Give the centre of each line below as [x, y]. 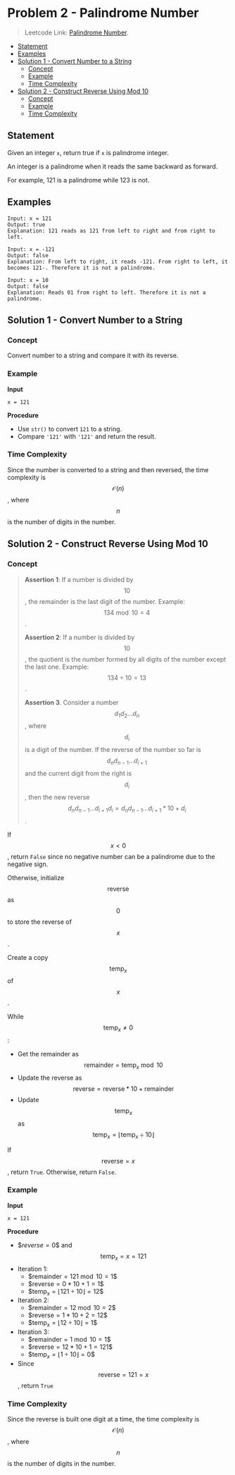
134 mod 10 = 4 [127, 612]
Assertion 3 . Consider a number [71, 702]
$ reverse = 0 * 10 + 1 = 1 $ [66, 1283]
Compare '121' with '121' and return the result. [87, 436]
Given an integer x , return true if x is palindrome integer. [88, 152]
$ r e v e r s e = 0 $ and [45, 1245]
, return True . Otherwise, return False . [62, 1172]
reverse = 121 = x [123, 1374]
